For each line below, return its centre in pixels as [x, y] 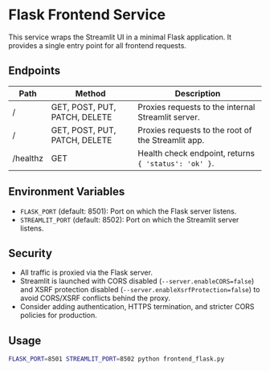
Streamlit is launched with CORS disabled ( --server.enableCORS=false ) [137, 281]
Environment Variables [67, 192]
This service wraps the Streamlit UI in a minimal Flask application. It [120, 37]
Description [198, 93]
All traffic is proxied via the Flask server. [86, 273]
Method [90, 93]
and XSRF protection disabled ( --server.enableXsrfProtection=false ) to [140, 290]
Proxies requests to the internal [196, 107]
